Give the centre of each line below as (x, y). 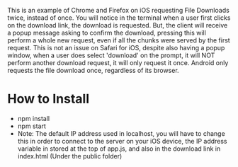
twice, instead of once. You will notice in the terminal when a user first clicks (119, 18)
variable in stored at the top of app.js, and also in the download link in (119, 149)
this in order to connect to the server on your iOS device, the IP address (123, 141)
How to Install (49, 99)
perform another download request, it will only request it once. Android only (118, 63)
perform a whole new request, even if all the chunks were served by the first (119, 40)
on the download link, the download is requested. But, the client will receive (118, 25)
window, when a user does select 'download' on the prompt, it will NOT (111, 55)
